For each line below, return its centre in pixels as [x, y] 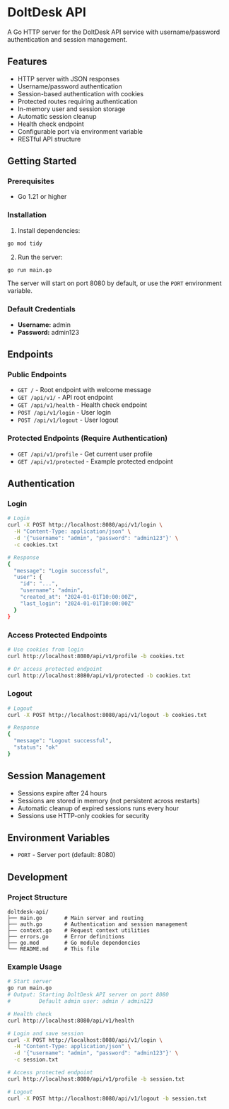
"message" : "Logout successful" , [63, 741]
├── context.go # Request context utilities [79, 931]
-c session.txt [36, 1060]
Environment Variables [59, 838]
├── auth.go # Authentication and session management [98, 924]
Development [38, 877]
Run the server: [40, 257]
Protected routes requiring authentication [77, 101]
